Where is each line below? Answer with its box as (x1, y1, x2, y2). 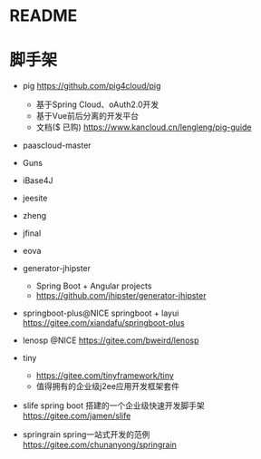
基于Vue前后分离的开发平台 (35, 111, 139, 122)
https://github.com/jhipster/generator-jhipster (35, 290, 207, 301)
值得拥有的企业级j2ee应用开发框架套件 (35, 381, 179, 392)
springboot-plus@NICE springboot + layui (22, 308, 179, 318)
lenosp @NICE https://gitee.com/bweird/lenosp (22, 335, 199, 346)
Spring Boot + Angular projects (35, 280, 152, 291)
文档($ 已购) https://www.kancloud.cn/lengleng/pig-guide (35, 122, 252, 132)
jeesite (22, 192, 48, 204)
